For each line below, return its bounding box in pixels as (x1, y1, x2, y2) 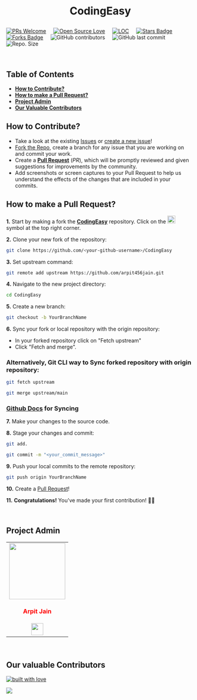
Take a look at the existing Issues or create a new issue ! (14, 137, 152, 144)
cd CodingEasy (6, 292, 42, 298)
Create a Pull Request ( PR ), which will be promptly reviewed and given (14, 156, 189, 163)
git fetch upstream (6, 379, 55, 386)
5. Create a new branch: (6, 303, 66, 310)
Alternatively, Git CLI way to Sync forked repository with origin (6, 358, 192, 366)
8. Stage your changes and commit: (6, 429, 94, 437)
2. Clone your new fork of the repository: (6, 235, 107, 243)
